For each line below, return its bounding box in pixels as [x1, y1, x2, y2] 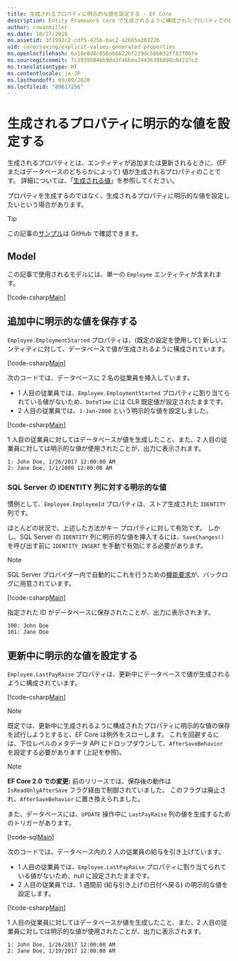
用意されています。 [19, 579, 76, 588]
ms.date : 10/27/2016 [7, 30, 69, 38]
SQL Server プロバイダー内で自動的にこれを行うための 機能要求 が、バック [7, 570, 222, 579]
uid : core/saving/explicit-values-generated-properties [7, 43, 176, 50]
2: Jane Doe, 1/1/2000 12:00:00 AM [7, 464, 113, 471]
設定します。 [17, 889, 55, 898]
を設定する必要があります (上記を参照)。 [7, 748, 126, 756]
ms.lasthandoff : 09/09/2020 [7, 76, 91, 84]
